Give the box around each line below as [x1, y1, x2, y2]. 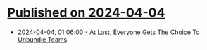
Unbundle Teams [17, 35, 68, 43]
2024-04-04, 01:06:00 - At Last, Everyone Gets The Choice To [17, 28, 200, 36]
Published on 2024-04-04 [7, 5, 165, 21]
